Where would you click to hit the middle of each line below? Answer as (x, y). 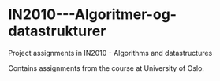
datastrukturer (57, 31)
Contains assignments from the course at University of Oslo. (106, 68)
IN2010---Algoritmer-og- (93, 15)
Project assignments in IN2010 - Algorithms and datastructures (110, 53)
